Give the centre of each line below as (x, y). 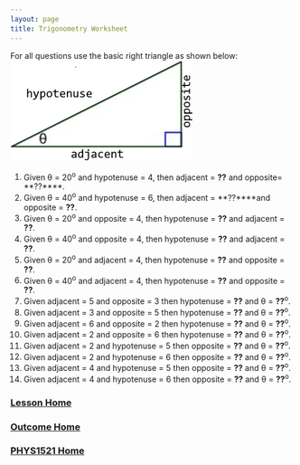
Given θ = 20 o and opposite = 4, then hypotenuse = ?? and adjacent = (154, 217)
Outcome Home (45, 427)
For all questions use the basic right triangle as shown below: (124, 55)
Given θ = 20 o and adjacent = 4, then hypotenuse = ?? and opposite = (154, 259)
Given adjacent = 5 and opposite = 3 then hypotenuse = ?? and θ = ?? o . (157, 300)
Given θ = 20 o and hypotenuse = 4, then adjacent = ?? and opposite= (153, 176)
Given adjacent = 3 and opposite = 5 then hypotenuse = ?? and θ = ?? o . (157, 312)
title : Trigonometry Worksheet (69, 28)
